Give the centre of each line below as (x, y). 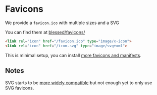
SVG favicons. (20, 88)
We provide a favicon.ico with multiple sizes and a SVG (62, 23)
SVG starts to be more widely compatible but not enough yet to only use (79, 83)
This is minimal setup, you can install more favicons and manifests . (73, 55)
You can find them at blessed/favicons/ (45, 32)
